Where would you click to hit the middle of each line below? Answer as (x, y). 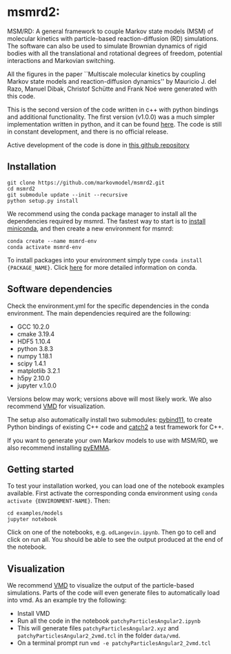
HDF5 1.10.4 (34, 341)
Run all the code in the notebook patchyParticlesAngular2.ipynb (109, 621)
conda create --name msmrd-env (52, 241)
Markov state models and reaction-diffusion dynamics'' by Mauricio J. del (112, 81)
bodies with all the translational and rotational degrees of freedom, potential (115, 53)
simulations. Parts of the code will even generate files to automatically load (113, 593)
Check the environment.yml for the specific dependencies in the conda (108, 306)
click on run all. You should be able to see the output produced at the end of (115, 540)
